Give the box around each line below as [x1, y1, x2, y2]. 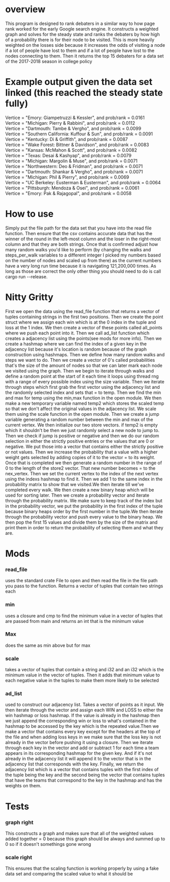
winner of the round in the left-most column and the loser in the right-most [5, 236, 161, 242]
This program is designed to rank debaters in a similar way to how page [5, 20, 155, 26]
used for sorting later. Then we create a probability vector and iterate [5, 492, 150, 498]
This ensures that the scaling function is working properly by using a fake [5, 865, 159, 871]
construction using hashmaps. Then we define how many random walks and [5, 351, 165, 357]
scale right [5, 853, 32, 861]
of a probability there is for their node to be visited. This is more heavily [5, 37, 155, 43]
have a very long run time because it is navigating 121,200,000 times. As [5, 263, 156, 269]
